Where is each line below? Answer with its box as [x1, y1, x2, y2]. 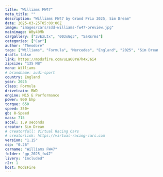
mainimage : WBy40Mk [5, 30, 45, 34]
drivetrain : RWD [5, 88, 38, 93]
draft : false [5, 52, 32, 57]
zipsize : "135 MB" [5, 61, 42, 66]
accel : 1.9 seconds [5, 120, 45, 125]
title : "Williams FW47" [5, 7, 53, 12]
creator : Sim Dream [5, 124, 45, 129]
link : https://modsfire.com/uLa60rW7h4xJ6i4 [5, 57, 97, 62]
